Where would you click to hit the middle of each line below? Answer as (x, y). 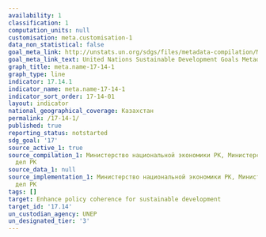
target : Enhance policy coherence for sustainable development (115, 199)
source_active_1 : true (46, 148)
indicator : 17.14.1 (40, 81)
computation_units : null (49, 30)
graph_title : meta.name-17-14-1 (61, 67)
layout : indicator (38, 103)
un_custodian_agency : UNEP (53, 214)
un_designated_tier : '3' (49, 221)
